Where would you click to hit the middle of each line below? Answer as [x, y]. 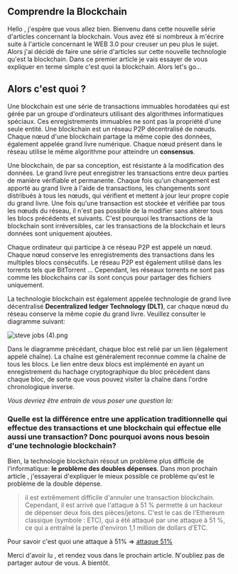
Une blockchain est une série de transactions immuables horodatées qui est [118, 106]
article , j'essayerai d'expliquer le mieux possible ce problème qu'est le [111, 476]
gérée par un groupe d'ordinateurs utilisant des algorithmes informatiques [115, 114]
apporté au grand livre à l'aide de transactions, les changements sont [109, 188]
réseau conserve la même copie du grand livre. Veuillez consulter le [107, 314]
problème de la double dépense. [55, 484]
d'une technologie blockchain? [62, 445]
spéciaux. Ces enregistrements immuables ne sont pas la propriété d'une [114, 121]
